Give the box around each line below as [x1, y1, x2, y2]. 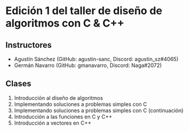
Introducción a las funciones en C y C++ [14, 113, 112, 120]
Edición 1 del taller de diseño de [5, 4, 163, 18]
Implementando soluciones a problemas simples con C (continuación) [14, 107, 184, 114]
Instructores [5, 40, 52, 50]
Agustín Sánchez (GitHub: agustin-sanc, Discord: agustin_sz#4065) [14, 56, 179, 62]
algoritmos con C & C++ [5, 16, 125, 30]
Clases [5, 79, 32, 89]
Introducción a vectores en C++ [14, 119, 92, 126]
